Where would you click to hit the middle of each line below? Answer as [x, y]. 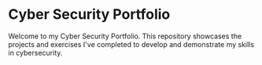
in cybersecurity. [35, 52]
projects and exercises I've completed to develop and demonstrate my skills [131, 44]
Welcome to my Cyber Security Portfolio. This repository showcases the [125, 36]
